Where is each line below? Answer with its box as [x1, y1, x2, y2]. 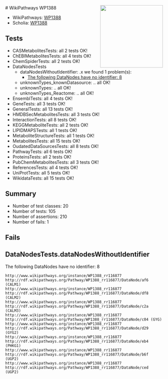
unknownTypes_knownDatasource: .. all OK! [19, 79, 111, 85]
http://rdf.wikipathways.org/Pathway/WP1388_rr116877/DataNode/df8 [5, 290, 149, 295]
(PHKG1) [5, 343, 21, 348]
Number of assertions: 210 [12, 213, 67, 219]
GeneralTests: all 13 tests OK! [12, 106, 73, 112]
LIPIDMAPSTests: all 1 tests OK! [12, 127, 77, 133]
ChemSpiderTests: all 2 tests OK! [12, 58, 80, 64]
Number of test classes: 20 [12, 202, 68, 209]
